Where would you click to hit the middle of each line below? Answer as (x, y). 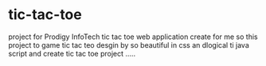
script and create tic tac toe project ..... (72, 53)
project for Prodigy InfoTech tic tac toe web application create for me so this (133, 37)
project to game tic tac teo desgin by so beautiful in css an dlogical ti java (129, 45)
